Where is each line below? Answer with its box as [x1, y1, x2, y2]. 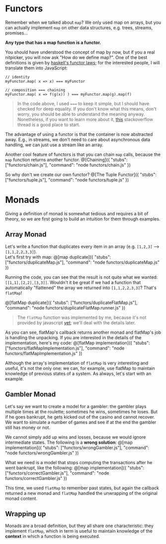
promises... [5, 30, 28, 36]
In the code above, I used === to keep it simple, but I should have [17, 100, 150, 107]
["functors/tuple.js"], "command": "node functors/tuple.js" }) [5, 177, 129, 182]
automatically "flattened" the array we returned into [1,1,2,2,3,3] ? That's [5, 285, 157, 291]
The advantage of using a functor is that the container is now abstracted [5, 131, 153, 137]
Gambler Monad [5, 390, 56, 399]
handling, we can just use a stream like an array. [5, 142, 104, 148]
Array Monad [5, 230, 47, 239]
